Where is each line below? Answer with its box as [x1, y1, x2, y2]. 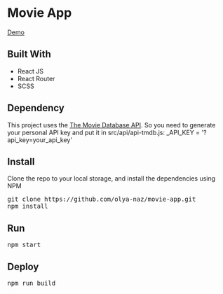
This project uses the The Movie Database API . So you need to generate [7, 120, 216, 129]
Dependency [7, 102, 65, 114]
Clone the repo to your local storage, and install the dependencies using [7, 174, 216, 183]
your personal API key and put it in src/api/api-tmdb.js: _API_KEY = [7, 128, 201, 136]
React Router [17, 74, 55, 83]
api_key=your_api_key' [7, 135, 72, 144]
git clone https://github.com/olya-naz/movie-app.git [7, 195, 196, 204]
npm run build [7, 279, 56, 287]
